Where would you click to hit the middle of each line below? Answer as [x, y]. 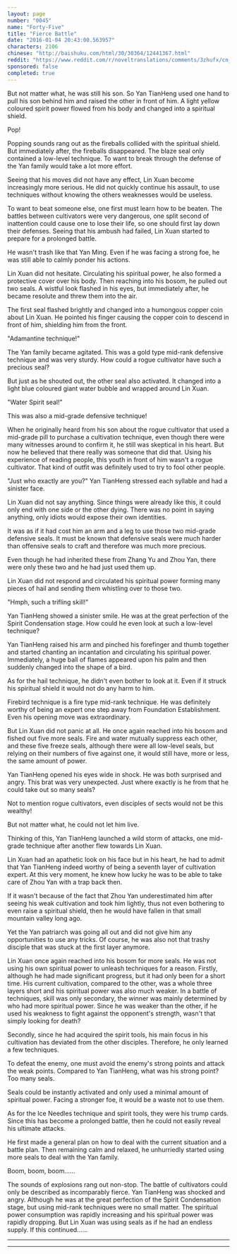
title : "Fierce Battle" [42, 34]
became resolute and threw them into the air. [72, 296]
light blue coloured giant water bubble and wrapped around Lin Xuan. [108, 388]
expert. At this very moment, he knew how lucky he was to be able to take [115, 874]
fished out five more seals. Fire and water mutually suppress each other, [112, 738]
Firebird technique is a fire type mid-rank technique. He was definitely [109, 702]
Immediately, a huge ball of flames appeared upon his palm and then [107, 660]
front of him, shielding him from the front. [67, 324]
